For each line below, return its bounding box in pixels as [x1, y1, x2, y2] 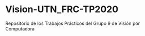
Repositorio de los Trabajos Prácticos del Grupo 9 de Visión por [5, 20, 140, 26]
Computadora [5, 25, 35, 31]
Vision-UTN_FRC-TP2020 [5, 4, 119, 15]
